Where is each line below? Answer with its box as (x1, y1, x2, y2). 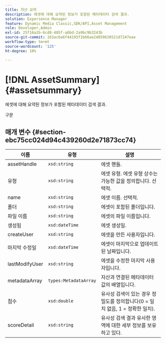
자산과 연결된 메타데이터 (101, 274, 154, 281)
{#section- (32, 128, 66, 136)
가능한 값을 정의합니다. (101, 178, 151, 185)
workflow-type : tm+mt (5, 39, 50, 44)
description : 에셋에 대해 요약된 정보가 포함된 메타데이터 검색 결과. (5, 12, 129, 17)
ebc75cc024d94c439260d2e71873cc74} (5, 136, 137, 144)
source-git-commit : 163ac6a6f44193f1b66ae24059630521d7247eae (5, 35, 136, 40)
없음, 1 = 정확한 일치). (107, 305, 156, 312)
